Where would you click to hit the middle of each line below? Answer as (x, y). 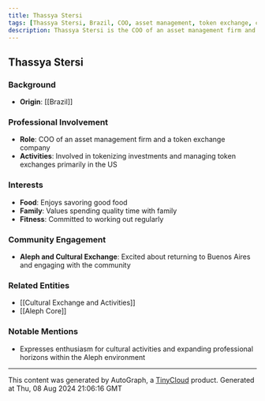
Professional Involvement (58, 122)
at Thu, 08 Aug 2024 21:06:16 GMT (65, 388)
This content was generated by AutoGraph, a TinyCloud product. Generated (131, 380)
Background (32, 84)
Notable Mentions (43, 332)
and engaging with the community (75, 264)
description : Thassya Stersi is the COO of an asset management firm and (132, 30)
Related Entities (39, 285)
